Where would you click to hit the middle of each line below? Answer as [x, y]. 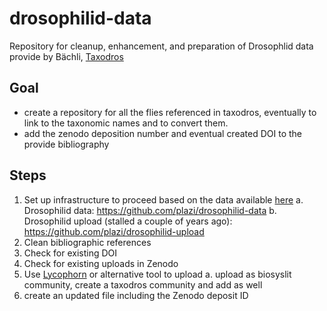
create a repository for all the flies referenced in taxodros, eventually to [170, 112]
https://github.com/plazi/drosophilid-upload [114, 231]
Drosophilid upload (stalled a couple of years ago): [128, 221]
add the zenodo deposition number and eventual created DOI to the [162, 133]
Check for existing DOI [70, 253]
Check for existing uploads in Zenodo [101, 263]
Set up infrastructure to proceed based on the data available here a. [163, 199]
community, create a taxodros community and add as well [143, 284]
